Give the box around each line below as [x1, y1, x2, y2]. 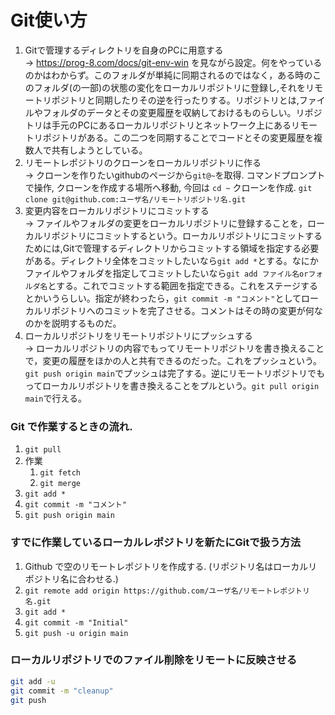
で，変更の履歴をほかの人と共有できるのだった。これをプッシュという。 [24, 354, 323, 366]
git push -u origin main [24, 628, 129, 638]
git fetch [39, 468, 82, 478]
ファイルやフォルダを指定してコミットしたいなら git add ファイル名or [24, 267, 309, 279]
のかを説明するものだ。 [24, 317, 122, 329]
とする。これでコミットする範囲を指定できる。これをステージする [47, 279, 319, 291]
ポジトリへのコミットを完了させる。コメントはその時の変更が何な [51, 304, 323, 316]
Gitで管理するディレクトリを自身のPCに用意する [24, 44, 224, 56]
